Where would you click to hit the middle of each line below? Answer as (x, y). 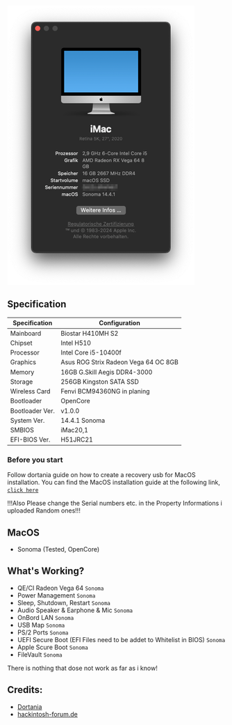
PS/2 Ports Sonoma (43, 632)
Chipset (21, 343)
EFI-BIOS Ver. (30, 439)
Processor (25, 352)
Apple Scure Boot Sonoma (52, 647)
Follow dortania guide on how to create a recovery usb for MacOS (101, 475)
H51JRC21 (77, 439)
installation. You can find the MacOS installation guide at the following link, (114, 483)
